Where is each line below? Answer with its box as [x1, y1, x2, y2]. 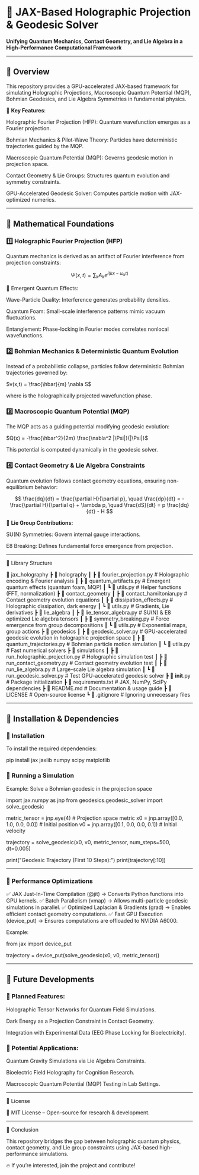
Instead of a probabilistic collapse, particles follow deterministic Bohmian [6, 363, 185, 370]
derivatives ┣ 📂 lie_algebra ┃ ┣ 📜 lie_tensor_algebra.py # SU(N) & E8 [6, 609, 171, 616]
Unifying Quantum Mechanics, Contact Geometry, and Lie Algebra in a [6, 37, 183, 45]
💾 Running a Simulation [6, 772, 74, 780]
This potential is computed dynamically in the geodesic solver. [6, 446, 158, 453]
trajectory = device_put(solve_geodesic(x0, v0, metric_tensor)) [6, 952, 160, 959]
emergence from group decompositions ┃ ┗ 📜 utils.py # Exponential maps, [6, 621, 188, 628]
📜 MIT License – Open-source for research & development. [6, 1109, 150, 1116]
